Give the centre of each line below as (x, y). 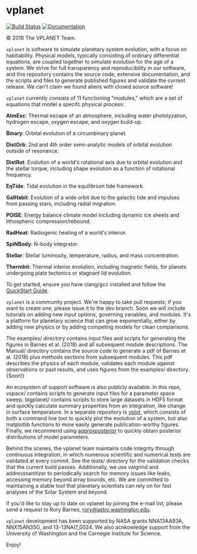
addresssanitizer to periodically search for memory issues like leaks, (89, 473)
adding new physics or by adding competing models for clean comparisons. (98, 327)
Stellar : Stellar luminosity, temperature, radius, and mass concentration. (93, 255)
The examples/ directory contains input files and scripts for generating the (96, 338)
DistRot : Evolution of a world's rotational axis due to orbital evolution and (94, 162)
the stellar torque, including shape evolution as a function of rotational (91, 168)
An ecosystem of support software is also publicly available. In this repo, (94, 387)
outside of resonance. (33, 151)
